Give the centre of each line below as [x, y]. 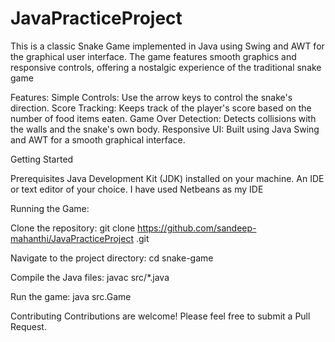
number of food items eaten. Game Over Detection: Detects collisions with [163, 118]
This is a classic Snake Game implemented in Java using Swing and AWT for [167, 46]
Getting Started [42, 159]
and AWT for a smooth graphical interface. [98, 139]
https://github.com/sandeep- [197, 228]
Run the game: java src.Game [71, 296]
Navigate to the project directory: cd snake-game [112, 258]
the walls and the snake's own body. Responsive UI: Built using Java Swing [165, 129]
